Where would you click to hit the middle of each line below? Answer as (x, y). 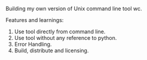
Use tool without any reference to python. (65, 38)
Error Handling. (33, 44)
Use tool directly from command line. (60, 31)
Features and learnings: (35, 20)
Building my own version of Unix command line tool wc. (74, 9)
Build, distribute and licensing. (51, 50)
